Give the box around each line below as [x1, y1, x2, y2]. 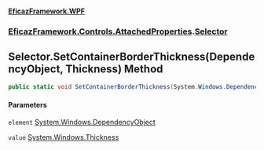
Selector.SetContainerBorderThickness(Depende [8, 49, 255, 63]
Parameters [8, 100, 47, 109]
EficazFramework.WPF [8, 6, 85, 16]
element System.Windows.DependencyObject [8, 118, 156, 127]
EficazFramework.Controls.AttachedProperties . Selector [8, 26, 228, 37]
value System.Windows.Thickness [8, 133, 119, 142]
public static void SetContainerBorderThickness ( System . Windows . [8, 83, 226, 91]
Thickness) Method [65, 62, 163, 75]
